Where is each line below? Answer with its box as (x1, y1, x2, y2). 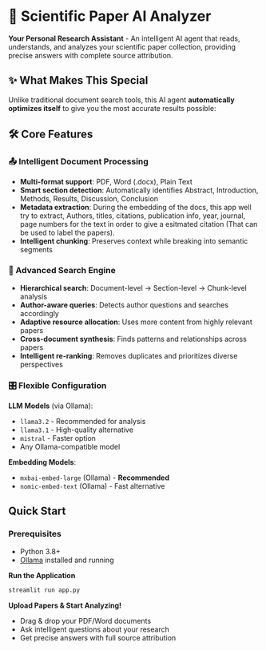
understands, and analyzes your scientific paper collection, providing (8, 42, 236, 51)
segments (19, 245, 54, 255)
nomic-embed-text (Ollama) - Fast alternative (19, 482, 165, 491)
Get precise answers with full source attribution (19, 632, 177, 642)
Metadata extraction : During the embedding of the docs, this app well (19, 203, 252, 212)
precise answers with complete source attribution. (8, 50, 173, 60)
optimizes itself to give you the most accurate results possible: (8, 103, 216, 113)
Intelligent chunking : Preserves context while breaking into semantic (19, 236, 248, 246)
